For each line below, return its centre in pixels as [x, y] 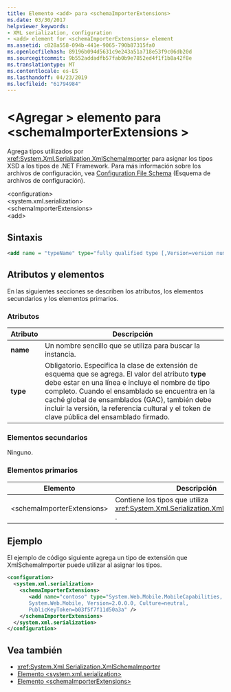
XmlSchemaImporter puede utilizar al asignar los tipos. [85, 565]
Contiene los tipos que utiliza [162, 500]
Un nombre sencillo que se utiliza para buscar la [122, 346]
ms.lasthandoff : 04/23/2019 [47, 77]
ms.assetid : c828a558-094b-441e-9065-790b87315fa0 [81, 45]
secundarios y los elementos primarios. [63, 298]
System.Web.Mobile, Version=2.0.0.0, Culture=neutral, [109, 603]
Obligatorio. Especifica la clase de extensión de [121, 365]
